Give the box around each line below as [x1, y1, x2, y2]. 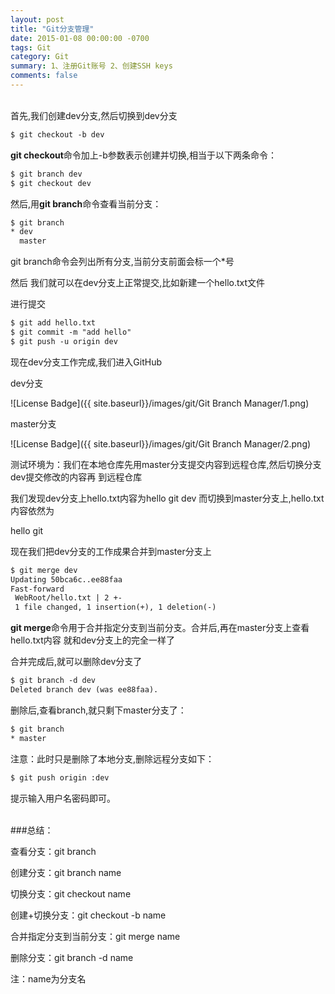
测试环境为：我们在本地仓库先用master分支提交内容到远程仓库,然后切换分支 [10, 458, 322, 470]
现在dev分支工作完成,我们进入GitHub [10, 356, 163, 368]
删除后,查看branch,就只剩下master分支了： [10, 704, 187, 716]
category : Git [10, 52, 70, 62]
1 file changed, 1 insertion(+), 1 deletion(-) [14, 602, 217, 613]
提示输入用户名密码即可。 [10, 792, 116, 804]
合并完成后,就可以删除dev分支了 [10, 656, 143, 668]
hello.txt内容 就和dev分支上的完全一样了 [10, 634, 175, 646]
